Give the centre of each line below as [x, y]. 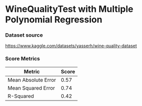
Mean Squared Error [31, 88]
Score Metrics [23, 59]
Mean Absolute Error [32, 80]
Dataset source [24, 35]
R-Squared [21, 96]
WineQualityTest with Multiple [69, 9]
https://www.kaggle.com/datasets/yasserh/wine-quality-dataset [71, 46]
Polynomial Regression [54, 20]
